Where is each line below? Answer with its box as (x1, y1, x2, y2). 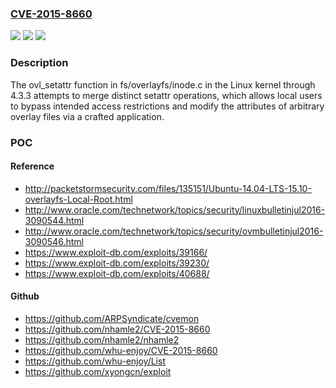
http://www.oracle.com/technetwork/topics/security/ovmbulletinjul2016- (24, 225, 324, 237)
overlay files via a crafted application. (10, 110, 165, 122)
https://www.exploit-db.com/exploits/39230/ (24, 257, 210, 269)
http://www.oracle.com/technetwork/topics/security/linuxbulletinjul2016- (24, 203, 326, 216)
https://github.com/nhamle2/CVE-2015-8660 (24, 323, 211, 335)
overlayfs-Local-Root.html (24, 193, 133, 205)
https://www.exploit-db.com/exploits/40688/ (24, 267, 210, 279)
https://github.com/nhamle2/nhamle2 (24, 333, 180, 346)
